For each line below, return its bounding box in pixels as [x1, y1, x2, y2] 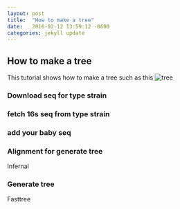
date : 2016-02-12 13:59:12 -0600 [7, 23, 110, 30]
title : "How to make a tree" [7, 17, 95, 24]
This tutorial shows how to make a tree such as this [7, 73, 154, 82]
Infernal [7, 162, 29, 170]
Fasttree [7, 195, 31, 203]
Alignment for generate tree [7, 146, 103, 156]
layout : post [7, 10, 45, 17]
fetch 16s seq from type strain [7, 109, 110, 118]
